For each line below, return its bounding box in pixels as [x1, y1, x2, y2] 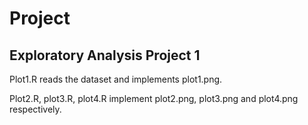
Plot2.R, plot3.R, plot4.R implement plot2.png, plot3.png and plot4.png [9, 93, 299, 104]
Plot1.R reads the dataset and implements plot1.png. [9, 73, 223, 85]
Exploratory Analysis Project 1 [9, 47, 201, 64]
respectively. [9, 103, 62, 115]
